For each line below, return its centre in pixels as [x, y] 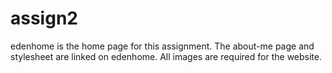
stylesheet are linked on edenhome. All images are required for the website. [166, 56]
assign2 [44, 18]
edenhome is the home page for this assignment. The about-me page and [162, 46]
